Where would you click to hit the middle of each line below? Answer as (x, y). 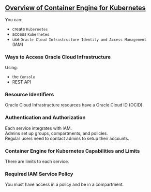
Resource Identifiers (30, 95)
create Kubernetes (30, 29)
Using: (12, 68)
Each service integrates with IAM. (38, 128)
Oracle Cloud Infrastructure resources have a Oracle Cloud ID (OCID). (75, 105)
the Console (23, 77)
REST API (22, 82)
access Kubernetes (31, 34)
